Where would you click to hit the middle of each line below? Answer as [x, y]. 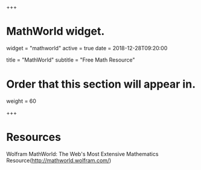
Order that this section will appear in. [101, 84]
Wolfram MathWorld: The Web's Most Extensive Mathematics [82, 154]
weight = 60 [21, 101]
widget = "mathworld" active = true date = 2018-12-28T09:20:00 [87, 48]
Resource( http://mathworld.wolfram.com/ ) [59, 160]
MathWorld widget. [56, 31]
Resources [34, 137]
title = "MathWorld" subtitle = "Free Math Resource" [71, 60]
